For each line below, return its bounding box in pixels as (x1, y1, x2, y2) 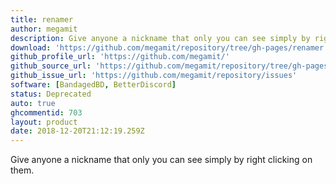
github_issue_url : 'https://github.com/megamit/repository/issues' (10, 71, 298, 81)
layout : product (10, 117, 78, 127)
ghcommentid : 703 (10, 107, 83, 118)
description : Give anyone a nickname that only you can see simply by (10, 33, 311, 43)
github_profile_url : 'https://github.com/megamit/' (10, 52, 230, 62)
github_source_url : (10, 61, 92, 71)
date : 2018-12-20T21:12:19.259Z (10, 126, 145, 136)
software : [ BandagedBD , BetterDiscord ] (10, 80, 177, 90)
